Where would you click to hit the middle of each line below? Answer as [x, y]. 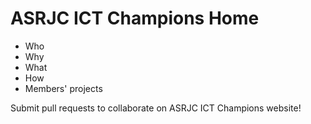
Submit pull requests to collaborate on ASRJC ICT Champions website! [156, 108]
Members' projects [63, 88]
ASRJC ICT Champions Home [135, 18]
